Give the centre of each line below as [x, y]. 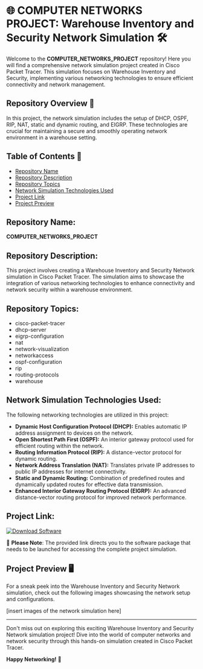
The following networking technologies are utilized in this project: [88, 415]
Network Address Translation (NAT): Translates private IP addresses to [105, 465]
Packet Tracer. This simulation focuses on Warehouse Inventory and [91, 71]
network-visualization [42, 349]
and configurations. [31, 599]
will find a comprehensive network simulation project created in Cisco [93, 65]
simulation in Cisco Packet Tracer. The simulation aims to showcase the [95, 277]
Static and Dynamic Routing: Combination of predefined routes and [100, 478]
